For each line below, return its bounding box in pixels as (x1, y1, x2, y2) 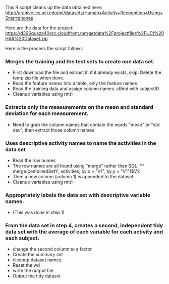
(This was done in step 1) (12, 210, 65, 216)
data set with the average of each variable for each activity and (5, 228, 163, 235)
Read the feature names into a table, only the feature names (12, 80, 137, 87)
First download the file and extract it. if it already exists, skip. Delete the (12, 69, 161, 75)
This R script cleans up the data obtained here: (5, 5, 102, 10)
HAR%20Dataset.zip (5, 35, 48, 42)
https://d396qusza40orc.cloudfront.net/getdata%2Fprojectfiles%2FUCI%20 (5, 30, 164, 36)
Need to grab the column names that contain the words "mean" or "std (12, 121, 160, 128)
